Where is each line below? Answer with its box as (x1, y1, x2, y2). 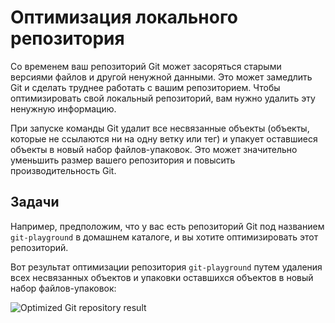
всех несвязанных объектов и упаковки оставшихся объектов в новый (10, 271, 314, 283)
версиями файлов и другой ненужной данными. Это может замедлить (10, 71, 313, 83)
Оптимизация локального (10, 6, 239, 29)
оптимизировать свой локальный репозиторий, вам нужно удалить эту (10, 92, 316, 104)
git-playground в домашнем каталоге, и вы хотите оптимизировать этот (10, 231, 319, 243)
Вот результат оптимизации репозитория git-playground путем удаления (10, 261, 323, 273)
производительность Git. (10, 164, 117, 176)
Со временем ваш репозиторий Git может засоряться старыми (10, 60, 282, 72)
